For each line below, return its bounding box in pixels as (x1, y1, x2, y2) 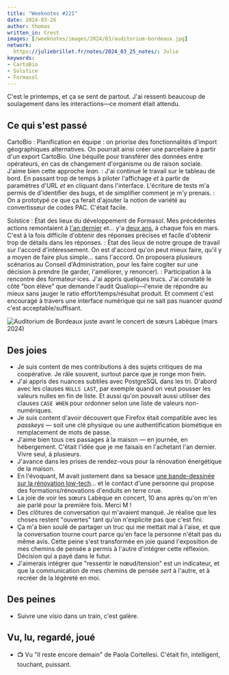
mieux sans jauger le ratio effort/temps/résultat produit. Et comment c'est (7, 289, 214, 298)
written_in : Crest (7, 29, 59, 36)
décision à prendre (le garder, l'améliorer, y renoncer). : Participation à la (7, 268, 212, 276)
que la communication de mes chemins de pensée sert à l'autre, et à (16, 567, 211, 574)
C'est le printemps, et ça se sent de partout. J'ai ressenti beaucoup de (7, 93, 206, 101)
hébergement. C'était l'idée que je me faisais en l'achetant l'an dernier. (16, 443, 217, 451)
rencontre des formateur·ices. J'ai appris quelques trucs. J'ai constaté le (7, 275, 212, 283)
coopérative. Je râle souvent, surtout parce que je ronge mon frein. (16, 370, 206, 378)
